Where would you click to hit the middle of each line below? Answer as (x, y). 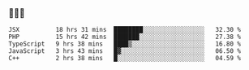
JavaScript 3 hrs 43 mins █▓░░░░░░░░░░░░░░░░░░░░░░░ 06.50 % (125, 51)
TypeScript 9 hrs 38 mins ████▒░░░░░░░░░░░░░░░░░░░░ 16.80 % (125, 44)
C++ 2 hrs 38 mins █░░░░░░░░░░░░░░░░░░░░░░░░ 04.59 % (125, 59)
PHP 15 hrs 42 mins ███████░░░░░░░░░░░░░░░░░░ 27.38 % (125, 37)
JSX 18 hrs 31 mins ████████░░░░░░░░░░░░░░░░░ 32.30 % (125, 30)
